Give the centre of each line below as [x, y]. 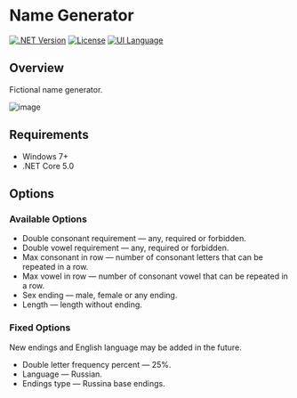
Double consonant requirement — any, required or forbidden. [134, 239]
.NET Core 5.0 [48, 166]
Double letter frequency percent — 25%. [96, 364]
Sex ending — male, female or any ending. [100, 296]
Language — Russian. [62, 374]
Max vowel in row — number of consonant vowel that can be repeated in [155, 276]
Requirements [49, 135]
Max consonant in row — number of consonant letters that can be [143, 257]
